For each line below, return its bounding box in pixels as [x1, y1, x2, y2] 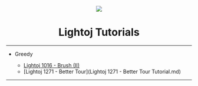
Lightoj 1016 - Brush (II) [23, 61, 80, 68]
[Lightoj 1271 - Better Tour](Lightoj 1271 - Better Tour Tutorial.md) [23, 68, 181, 75]
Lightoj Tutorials [58, 26, 140, 39]
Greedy [14, 50, 34, 57]
